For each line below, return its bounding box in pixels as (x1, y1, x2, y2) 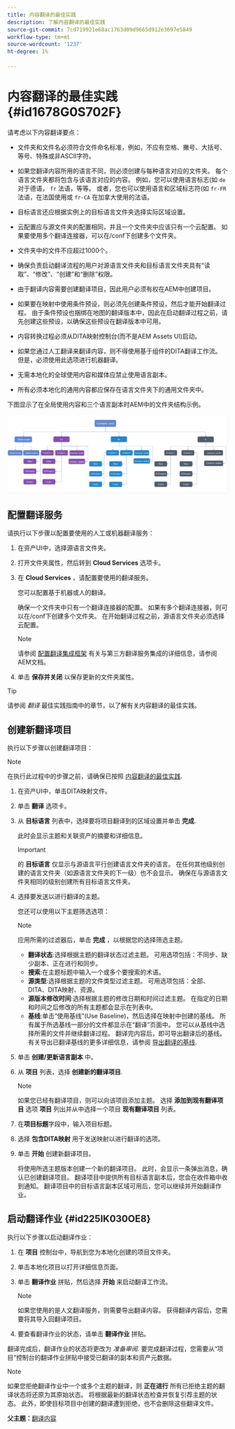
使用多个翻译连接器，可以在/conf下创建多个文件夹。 (29, 231, 180, 239)
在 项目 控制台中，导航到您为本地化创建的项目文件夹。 (17, 1248, 175, 1256)
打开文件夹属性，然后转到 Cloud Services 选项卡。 (17, 558, 165, 567)
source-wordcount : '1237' (7, 41, 83, 48)
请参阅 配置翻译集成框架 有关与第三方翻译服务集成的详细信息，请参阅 (17, 649, 218, 658)
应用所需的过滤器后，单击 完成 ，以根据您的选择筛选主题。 (17, 936, 187, 944)
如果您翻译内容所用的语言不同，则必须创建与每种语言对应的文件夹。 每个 (17, 167, 228, 175)
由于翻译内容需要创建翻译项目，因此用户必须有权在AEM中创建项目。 (17, 284, 215, 293)
